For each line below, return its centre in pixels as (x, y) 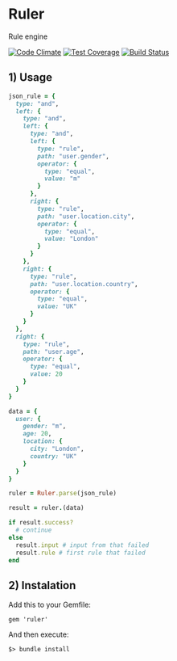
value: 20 (46, 374)
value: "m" (62, 179)
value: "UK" (58, 307)
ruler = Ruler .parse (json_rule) (62, 494)
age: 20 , (37, 434)
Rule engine (28, 36)
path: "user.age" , (54, 352)
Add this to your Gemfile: (49, 605)
